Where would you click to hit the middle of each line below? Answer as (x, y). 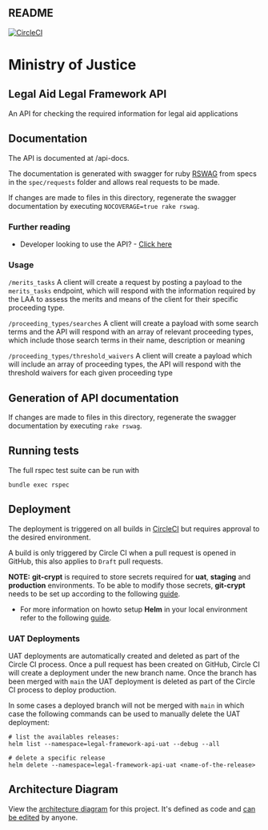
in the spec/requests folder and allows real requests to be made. (114, 182)
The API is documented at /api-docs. (69, 158)
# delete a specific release (57, 758)
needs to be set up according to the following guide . (94, 593)
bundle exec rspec (39, 485)
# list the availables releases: (64, 737)
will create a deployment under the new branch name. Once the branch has (133, 672)
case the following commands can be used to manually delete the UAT (124, 714)
